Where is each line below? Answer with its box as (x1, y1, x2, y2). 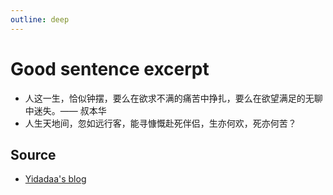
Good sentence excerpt (10, 57, 210, 80)
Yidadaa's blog (24, 173, 87, 185)
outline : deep (10, 14, 70, 25)
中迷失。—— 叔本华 (24, 104, 107, 116)
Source (10, 146, 57, 163)
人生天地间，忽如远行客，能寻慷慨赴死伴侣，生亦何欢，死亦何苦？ (24, 117, 297, 129)
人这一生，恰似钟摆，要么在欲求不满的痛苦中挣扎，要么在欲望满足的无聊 (24, 92, 323, 104)
